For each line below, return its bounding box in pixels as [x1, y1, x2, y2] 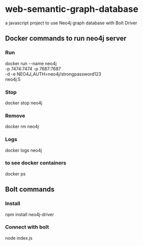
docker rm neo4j [5, 123, 39, 129]
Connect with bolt [5, 224, 49, 231]
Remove [5, 112, 26, 119]
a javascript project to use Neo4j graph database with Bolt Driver [5, 20, 138, 26]
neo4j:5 [5, 76, 21, 82]
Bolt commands [5, 185, 55, 194]
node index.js [5, 235, 33, 241]
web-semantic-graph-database [5, 3, 139, 15]
